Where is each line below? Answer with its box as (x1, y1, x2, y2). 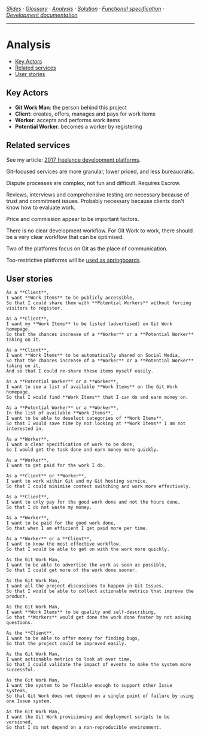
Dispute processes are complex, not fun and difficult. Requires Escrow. (6, 179, 181, 186)
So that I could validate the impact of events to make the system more (6, 662, 191, 668)
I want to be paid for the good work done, (6, 520, 117, 526)
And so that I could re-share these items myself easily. (6, 368, 154, 374)
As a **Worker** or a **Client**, (6, 536, 93, 542)
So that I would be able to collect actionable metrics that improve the (6, 588, 194, 595)
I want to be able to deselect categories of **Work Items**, (6, 416, 165, 422)
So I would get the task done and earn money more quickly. (6, 447, 160, 453)
